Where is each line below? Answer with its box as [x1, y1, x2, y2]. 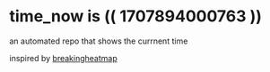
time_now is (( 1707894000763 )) [9, 6, 263, 27]
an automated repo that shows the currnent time [9, 36, 188, 46]
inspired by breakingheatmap [9, 52, 118, 63]
